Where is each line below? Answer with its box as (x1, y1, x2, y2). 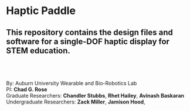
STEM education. (6, 46, 70, 56)
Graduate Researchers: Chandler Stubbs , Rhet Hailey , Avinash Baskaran (6, 92, 185, 99)
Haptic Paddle (6, 4, 76, 18)
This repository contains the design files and (6, 27, 173, 37)
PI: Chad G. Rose (6, 86, 48, 93)
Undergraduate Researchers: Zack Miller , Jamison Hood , (6, 98, 145, 105)
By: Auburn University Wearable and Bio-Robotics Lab (6, 80, 137, 86)
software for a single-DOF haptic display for (6, 36, 170, 46)
